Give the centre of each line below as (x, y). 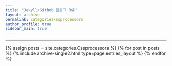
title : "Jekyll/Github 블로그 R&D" (42, 10)
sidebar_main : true (26, 29)
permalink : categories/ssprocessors (44, 19)
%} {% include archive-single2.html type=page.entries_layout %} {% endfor (86, 53)
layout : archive (23, 15)
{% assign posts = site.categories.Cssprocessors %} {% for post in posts (82, 48)
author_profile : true (28, 24)
